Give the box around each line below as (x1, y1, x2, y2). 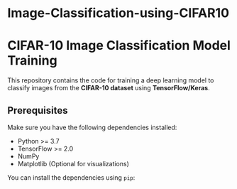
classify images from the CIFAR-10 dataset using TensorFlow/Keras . (7, 84, 211, 92)
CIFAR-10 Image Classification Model (7, 38, 231, 54)
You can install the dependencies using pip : (7, 173, 136, 182)
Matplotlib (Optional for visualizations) (17, 159, 129, 168)
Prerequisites (7, 104, 68, 117)
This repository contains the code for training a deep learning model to (7, 76, 214, 85)
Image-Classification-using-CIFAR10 (7, 5, 229, 21)
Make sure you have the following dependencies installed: (7, 123, 177, 131)
